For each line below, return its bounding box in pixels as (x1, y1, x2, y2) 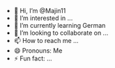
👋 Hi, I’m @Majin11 (13, 7, 66, 15)
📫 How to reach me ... (13, 37, 79, 44)
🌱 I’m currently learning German (13, 22, 106, 29)
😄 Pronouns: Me (13, 46, 63, 55)
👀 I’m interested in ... (13, 14, 73, 22)
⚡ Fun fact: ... (13, 54, 52, 62)
